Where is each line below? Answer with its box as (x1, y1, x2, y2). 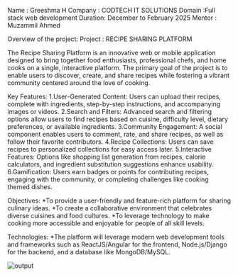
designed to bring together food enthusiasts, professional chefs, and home (7, 56, 227, 64)
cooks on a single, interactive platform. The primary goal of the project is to (7, 64, 228, 72)
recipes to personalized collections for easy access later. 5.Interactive (7, 145, 212, 153)
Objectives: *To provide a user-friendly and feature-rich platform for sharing (7, 196, 232, 205)
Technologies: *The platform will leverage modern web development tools (7, 233, 225, 241)
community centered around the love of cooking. (7, 79, 151, 87)
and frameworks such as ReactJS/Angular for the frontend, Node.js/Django (7, 240, 227, 249)
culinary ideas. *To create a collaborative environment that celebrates (7, 204, 212, 212)
